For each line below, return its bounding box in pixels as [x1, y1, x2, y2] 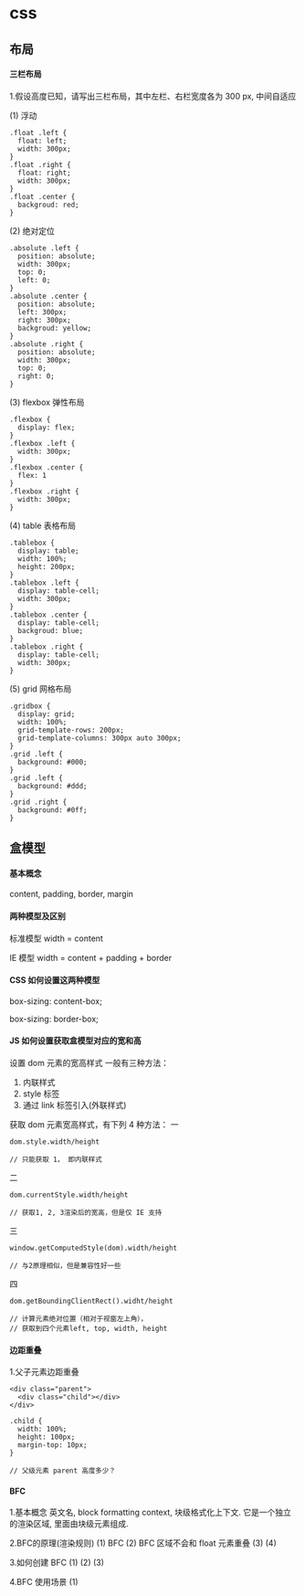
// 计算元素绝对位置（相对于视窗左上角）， [9, 1314, 148, 1323]
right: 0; [17, 371, 55, 381]
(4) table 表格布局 [9, 520, 76, 531]
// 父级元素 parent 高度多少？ [9, 1466, 116, 1475]
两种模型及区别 [9, 910, 66, 921]
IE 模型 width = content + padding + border [9, 952, 173, 963]
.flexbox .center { [9, 462, 84, 472]
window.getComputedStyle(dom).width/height [9, 1243, 178, 1252]
